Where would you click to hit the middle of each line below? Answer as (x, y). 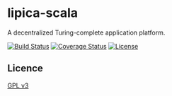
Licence (25, 68)
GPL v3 (18, 85)
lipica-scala (43, 13)
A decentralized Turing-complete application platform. (86, 32)
